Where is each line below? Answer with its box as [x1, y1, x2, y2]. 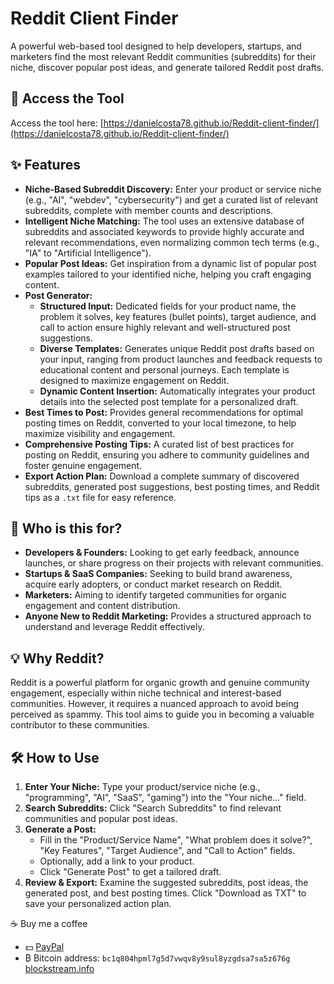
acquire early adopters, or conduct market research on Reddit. [24, 578, 283, 591]
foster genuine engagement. [24, 459, 143, 471]
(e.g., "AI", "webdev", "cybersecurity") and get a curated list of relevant [24, 193, 319, 206]
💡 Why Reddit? [10, 650, 105, 667]
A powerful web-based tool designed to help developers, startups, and [10, 40, 302, 52]
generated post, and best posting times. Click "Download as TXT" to [24, 887, 307, 899]
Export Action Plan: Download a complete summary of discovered [24, 470, 300, 482]
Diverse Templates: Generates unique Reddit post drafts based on [39, 342, 315, 354]
